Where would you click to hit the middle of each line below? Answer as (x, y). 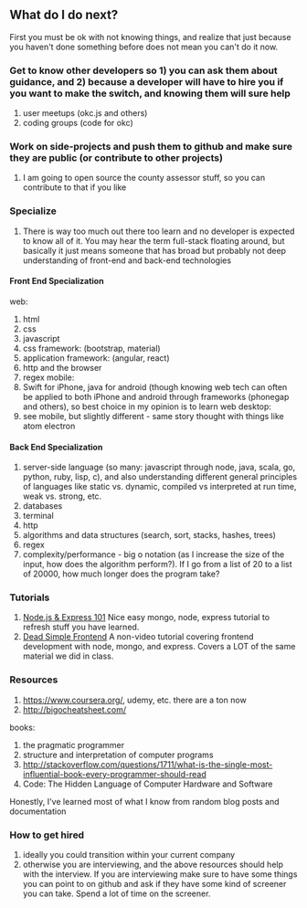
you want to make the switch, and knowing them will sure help (150, 93)
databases (42, 506)
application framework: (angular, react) (96, 358)
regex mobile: (48, 377)
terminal (38, 516)
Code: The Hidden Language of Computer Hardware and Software (148, 784)
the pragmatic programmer (74, 744)
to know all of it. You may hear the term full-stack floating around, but (153, 240)
